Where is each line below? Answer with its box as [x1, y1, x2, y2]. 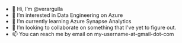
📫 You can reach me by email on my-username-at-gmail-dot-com [11, 31, 174, 37]
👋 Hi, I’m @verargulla [11, 6, 63, 12]
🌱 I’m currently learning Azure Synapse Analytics [11, 18, 132, 24]
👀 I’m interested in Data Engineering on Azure [11, 12, 123, 19]
